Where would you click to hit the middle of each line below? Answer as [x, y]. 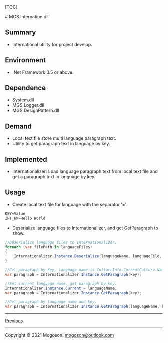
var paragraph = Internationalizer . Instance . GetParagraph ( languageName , [82, 307]
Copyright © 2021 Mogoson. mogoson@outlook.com [60, 335]
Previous [14, 321]
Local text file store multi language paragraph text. [64, 138]
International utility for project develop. [52, 44]
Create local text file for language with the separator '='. [70, 204]
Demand [19, 126]
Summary [21, 33]
